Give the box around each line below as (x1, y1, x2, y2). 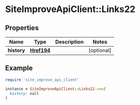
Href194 (29, 47, 51, 54)
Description (55, 39, 84, 45)
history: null (9, 91, 39, 96)
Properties (5, 24, 39, 32)
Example (5, 64, 33, 72)
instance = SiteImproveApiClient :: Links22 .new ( (5, 86, 106, 91)
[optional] (88, 47, 111, 54)
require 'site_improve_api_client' (5, 77, 79, 82)
